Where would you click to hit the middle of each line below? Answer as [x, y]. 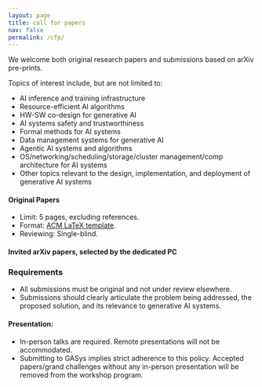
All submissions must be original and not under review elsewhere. [126, 289]
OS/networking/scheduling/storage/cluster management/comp [121, 157]
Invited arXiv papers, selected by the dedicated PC [93, 252]
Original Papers [34, 199]
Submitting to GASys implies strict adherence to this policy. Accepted [132, 358]
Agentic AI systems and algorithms [76, 148]
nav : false [26, 30]
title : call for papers [47, 23]
